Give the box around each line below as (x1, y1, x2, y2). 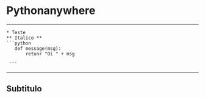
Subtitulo (6, 83, 42, 94)
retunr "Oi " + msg (25, 51, 75, 57)
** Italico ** (6, 35, 43, 41)
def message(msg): (14, 45, 62, 52)
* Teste (6, 29, 26, 35)
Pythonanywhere (6, 4, 96, 18)
